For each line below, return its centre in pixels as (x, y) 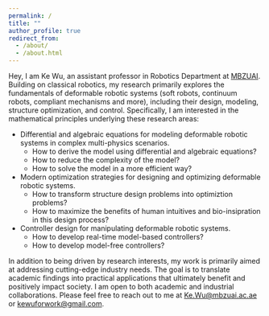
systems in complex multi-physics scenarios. (95, 143)
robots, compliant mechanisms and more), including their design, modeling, (134, 102)
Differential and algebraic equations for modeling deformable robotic (134, 134)
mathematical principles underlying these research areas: (104, 119)
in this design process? (70, 220)
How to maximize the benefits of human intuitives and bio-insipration (146, 211)
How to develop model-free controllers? (98, 245)
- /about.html (39, 53)
